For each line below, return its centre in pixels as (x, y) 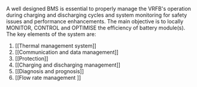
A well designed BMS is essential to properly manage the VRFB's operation (99, 9)
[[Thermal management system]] (56, 46)
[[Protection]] (31, 58)
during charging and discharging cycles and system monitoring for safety (97, 15)
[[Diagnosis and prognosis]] (49, 71)
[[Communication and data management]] (66, 52)
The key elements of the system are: (51, 34)
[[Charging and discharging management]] (68, 65)
